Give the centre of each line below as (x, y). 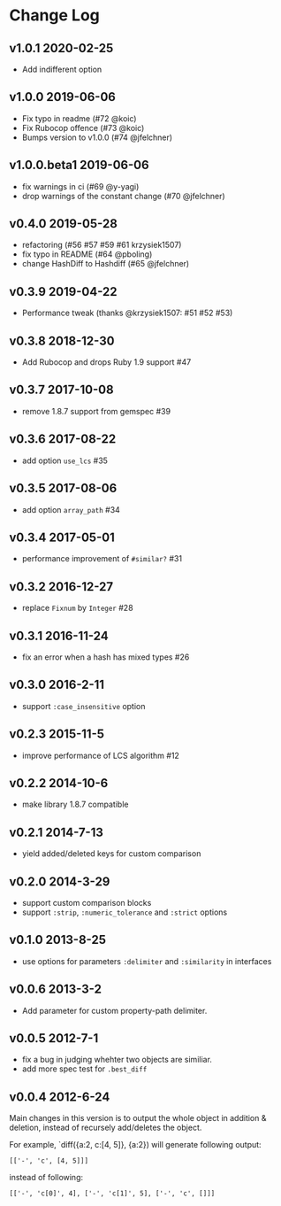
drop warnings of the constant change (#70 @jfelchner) (123, 196)
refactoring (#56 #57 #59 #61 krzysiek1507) (102, 245)
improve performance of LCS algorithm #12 (100, 755)
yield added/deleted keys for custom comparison (111, 854)
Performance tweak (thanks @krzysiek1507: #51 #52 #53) (127, 313)
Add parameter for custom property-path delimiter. (114, 1010)
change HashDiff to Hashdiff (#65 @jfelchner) (106, 264)
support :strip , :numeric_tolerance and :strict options (125, 912)
